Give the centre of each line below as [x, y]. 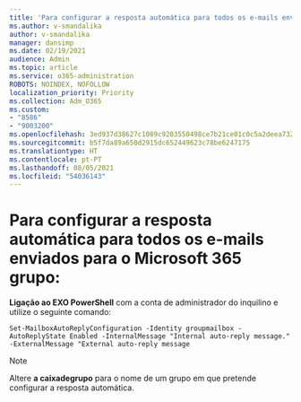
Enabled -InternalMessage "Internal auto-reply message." [180, 336]
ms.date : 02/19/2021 [48, 51]
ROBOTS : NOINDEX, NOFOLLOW [60, 84]
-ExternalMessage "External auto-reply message [100, 345]
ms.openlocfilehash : [48, 135]
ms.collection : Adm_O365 [56, 101]
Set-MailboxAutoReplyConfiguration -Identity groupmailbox [122, 328]
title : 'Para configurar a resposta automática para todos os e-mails [144, 17]
